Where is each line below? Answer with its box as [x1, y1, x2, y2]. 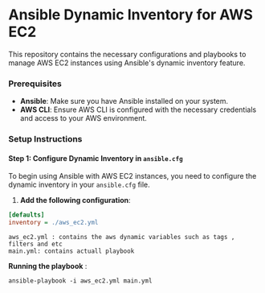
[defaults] [8, 211, 45, 219]
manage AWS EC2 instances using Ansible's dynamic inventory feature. [8, 58, 246, 68]
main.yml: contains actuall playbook [8, 247, 135, 255]
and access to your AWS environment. [19, 113, 147, 123]
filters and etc [8, 240, 63, 249]
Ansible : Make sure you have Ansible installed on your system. [19, 97, 229, 106]
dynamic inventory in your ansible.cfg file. [8, 180, 150, 190]
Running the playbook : [8, 262, 88, 271]
